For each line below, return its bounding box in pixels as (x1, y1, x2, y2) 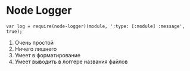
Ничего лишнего (14, 45, 57, 53)
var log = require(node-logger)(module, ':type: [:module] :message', (6, 23, 185, 29)
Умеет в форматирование (14, 51, 81, 58)
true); (6, 28, 23, 35)
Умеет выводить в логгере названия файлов (14, 58, 128, 65)
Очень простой (14, 39, 54, 46)
